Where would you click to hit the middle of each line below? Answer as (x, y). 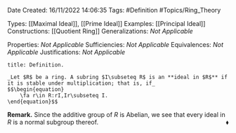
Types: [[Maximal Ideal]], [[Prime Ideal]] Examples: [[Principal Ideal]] (106, 23)
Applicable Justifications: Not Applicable (66, 52)
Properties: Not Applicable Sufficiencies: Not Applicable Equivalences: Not (115, 44)
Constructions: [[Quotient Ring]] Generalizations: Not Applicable (100, 31)
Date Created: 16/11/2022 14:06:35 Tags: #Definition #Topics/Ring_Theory (114, 10)
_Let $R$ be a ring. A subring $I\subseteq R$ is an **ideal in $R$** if (118, 77)
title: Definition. (36, 65)
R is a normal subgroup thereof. (53, 122)
